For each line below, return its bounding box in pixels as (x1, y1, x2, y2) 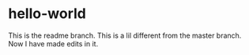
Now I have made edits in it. (8, 38, 99, 48)
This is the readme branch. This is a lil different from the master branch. (8, 31, 242, 40)
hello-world (8, 5, 87, 23)
